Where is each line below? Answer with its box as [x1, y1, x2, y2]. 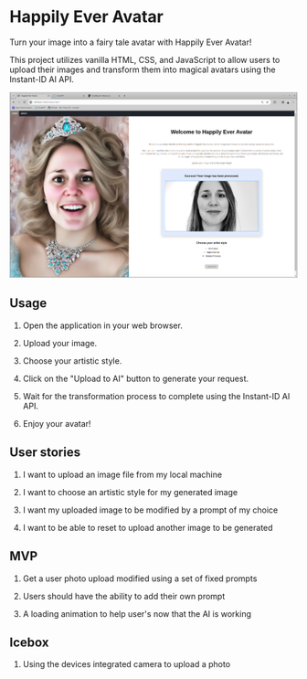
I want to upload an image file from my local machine [22, 469, 222, 480]
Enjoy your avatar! [22, 418, 91, 429]
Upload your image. [22, 337, 98, 348]
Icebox [9, 634, 49, 650]
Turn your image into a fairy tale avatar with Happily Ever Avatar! [9, 37, 252, 48]
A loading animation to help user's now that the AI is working [22, 608, 251, 619]
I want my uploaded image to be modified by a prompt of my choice [22, 504, 279, 515]
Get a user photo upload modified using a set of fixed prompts [22, 573, 258, 584]
